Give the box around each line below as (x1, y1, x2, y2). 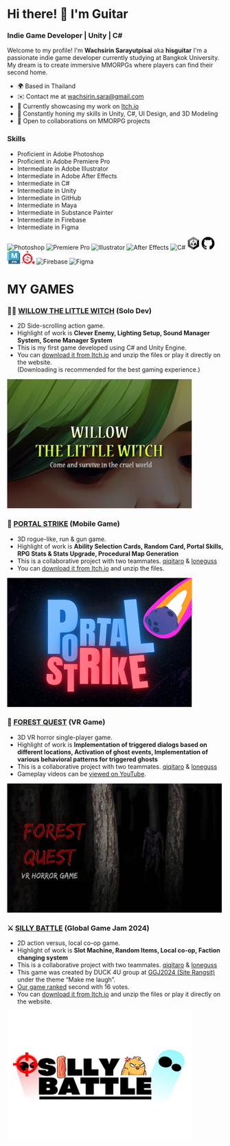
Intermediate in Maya (16, 201, 78, 209)
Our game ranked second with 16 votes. (16, 983, 130, 991)
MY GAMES (7, 282, 74, 297)
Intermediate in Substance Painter (16, 208, 113, 216)
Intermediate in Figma (16, 223, 79, 231)
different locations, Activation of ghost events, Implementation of (16, 747, 208, 756)
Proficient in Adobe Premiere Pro (16, 157, 111, 165)
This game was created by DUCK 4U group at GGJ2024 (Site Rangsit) (16, 968, 216, 977)
